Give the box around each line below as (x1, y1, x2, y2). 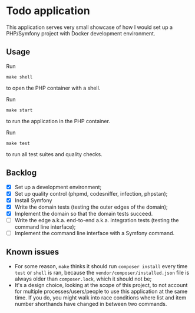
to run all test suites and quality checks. (6, 150, 103, 157)
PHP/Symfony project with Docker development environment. (6, 29, 156, 37)
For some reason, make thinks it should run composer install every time (14, 262, 188, 269)
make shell (6, 74, 33, 80)
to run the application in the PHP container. (6, 117, 111, 124)
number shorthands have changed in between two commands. (14, 300, 167, 307)
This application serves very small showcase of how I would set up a (6, 24, 173, 31)
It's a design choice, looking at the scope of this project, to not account (14, 281, 188, 288)
